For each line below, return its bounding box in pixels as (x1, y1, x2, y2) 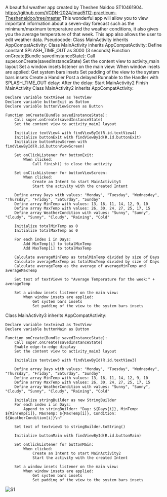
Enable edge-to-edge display (14, 344, 76, 349)
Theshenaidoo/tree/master (5, 15, 61, 21)
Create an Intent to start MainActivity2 (32, 451, 121, 456)
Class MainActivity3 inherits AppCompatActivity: (5, 312, 107, 318)
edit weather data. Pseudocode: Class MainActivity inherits (5, 37, 129, 43)
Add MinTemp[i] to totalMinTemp (23, 241, 92, 246)
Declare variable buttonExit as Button (5, 99, 90, 104)
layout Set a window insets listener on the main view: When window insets (5, 63, 160, 69)
